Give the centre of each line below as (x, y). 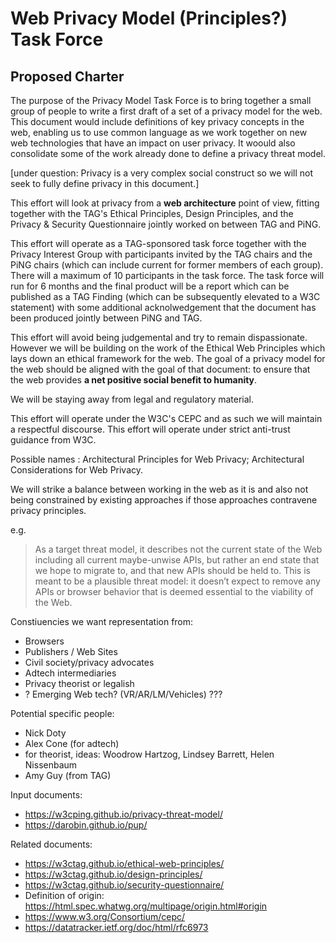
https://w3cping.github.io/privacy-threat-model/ (123, 814)
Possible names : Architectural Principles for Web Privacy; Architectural (157, 459)
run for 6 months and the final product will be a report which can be (150, 286)
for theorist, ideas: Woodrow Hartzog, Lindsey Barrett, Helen (149, 754)
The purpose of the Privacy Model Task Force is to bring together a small (161, 100)
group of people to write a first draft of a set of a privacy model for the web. (166, 111)
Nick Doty (45, 733)
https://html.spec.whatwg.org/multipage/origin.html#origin (146, 906)
